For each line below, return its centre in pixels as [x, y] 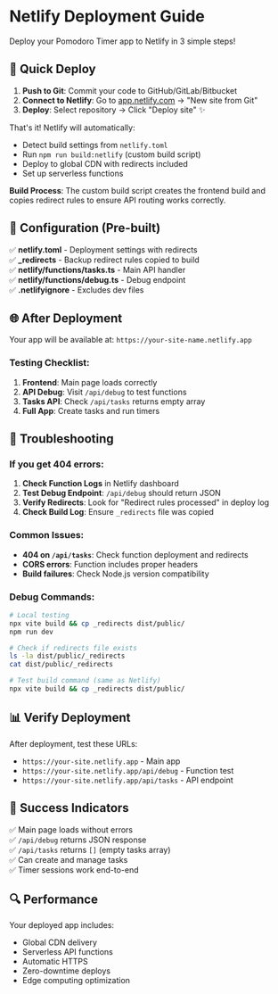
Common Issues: [47, 535]
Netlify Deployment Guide [107, 17]
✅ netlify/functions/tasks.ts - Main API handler [98, 269]
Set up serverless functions [73, 173]
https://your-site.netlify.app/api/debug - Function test [128, 770]
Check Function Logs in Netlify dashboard [101, 484]
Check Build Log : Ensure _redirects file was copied [118, 512]
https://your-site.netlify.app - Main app [101, 761]
